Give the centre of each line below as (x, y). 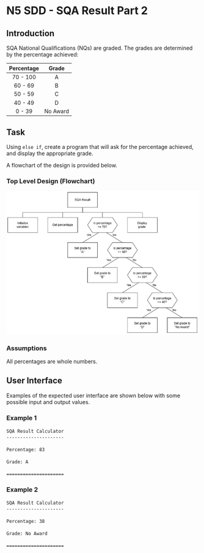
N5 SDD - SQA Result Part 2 (77, 11)
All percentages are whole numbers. (52, 362)
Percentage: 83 (26, 450)
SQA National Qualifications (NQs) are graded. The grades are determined (100, 48)
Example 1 (22, 418)
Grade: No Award (27, 534)
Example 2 (22, 490)
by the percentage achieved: (42, 55)
